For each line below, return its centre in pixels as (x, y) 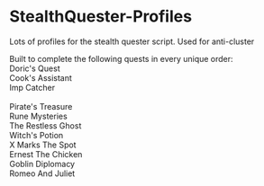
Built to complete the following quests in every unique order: (121, 58)
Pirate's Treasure (41, 106)
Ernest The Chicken (46, 154)
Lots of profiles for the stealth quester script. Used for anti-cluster (132, 41)
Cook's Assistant (41, 77)
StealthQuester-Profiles (100, 17)
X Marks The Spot (43, 145)
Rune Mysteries (38, 116)
